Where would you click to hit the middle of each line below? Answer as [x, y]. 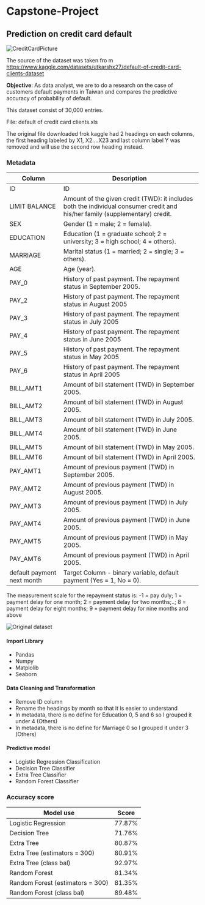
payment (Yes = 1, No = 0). [102, 581]
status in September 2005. [102, 287]
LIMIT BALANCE [33, 206]
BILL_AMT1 [26, 389]
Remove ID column [39, 701]
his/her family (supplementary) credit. [117, 214]
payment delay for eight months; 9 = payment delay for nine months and [97, 609]
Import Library [25, 641]
